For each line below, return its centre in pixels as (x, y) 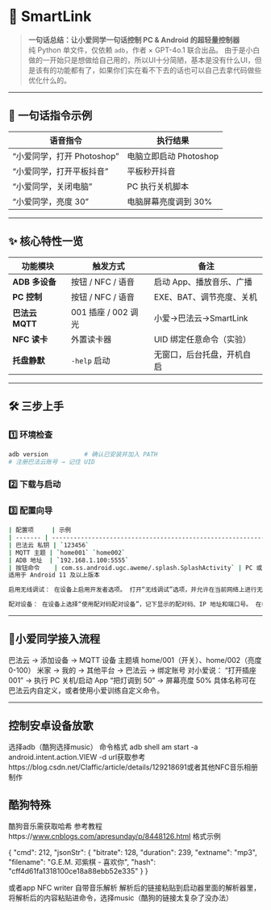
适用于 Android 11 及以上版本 (54, 575)
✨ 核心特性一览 (46, 241)
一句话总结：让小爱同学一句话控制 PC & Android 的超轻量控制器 (134, 40)
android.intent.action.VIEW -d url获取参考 (77, 757)
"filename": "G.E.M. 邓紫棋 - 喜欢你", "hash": (82, 862)
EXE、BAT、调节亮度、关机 (206, 296)
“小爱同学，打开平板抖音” (60, 171)
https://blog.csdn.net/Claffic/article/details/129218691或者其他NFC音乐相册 (133, 767)
